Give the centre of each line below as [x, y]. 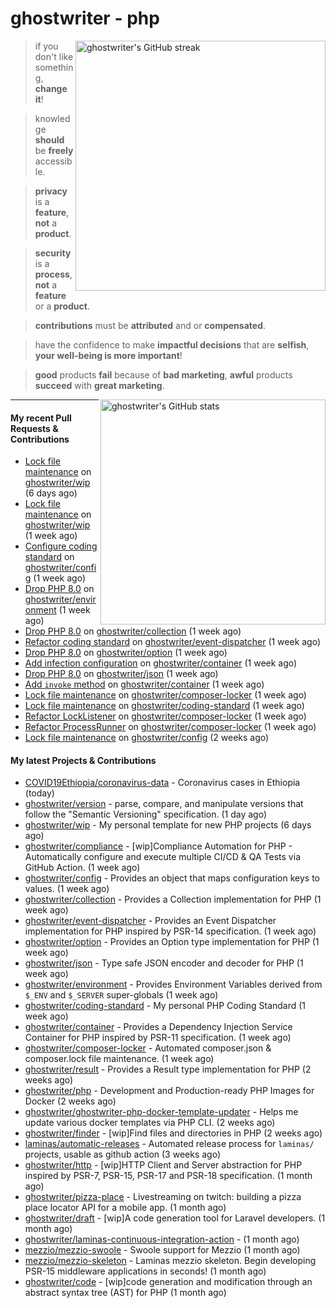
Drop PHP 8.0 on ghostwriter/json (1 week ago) [121, 674]
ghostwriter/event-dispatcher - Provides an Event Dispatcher [150, 921]
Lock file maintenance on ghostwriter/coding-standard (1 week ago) [164, 706]
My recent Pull [41, 418]
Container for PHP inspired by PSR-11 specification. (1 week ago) [158, 1038]
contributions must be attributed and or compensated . [150, 325]
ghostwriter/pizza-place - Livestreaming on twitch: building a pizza [163, 1197]
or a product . [62, 306]
